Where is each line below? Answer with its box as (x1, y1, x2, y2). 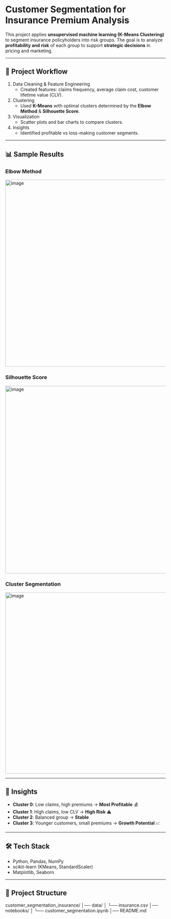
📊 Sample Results (5, 150, 64, 159)
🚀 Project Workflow (5, 68, 68, 76)
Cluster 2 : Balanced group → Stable (12, 814, 89, 820)
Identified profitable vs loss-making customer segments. (20, 129, 139, 136)
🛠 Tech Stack (5, 842, 50, 851)
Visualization (12, 114, 40, 120)
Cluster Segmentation (5, 580, 61, 588)
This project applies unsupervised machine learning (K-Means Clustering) (5, 31, 164, 37)
